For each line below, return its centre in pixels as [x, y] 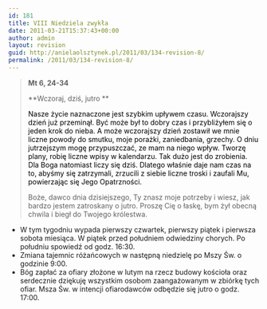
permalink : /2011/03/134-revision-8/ [71, 61]
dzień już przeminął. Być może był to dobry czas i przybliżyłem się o [140, 122]
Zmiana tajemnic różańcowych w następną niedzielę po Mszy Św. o [131, 255]
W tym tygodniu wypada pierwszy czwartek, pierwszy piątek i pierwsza [138, 229]
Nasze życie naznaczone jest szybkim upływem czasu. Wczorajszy [138, 113]
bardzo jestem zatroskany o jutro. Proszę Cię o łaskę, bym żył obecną [142, 205]
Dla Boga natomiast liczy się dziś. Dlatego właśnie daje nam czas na [139, 164]
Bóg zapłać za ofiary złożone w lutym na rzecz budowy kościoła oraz [133, 271]
